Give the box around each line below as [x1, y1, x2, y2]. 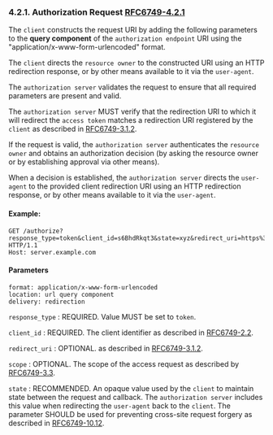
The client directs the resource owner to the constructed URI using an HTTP [8, 58, 265, 67]
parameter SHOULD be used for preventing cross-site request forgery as [8, 409, 253, 419]
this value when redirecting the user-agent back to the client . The [8, 401, 232, 411]
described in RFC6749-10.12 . [8, 418, 105, 428]
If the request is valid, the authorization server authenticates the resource [8, 140, 260, 150]
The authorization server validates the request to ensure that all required [8, 82, 257, 92]
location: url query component [8, 290, 115, 298]
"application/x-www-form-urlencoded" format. [8, 42, 167, 52]
